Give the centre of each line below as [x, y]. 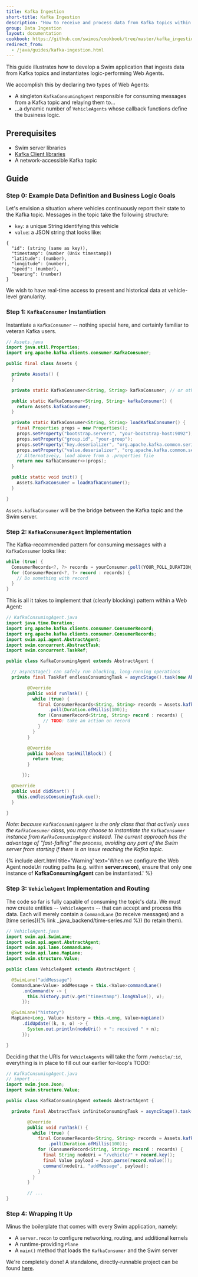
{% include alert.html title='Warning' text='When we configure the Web [93, 861]
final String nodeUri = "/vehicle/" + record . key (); [109, 1155]
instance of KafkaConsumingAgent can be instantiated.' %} [80, 873]
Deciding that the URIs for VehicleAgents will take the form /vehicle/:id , [94, 1056]
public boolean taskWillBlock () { [70, 754]
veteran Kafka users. [32, 331]
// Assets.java [25, 342]
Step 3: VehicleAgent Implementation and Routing [78, 888]
